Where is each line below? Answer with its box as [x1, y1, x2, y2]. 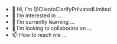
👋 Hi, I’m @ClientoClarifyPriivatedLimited [11, 6, 111, 12]
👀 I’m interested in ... [11, 12, 62, 19]
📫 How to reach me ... [11, 32, 67, 38]
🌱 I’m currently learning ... [11, 18, 75, 25]
